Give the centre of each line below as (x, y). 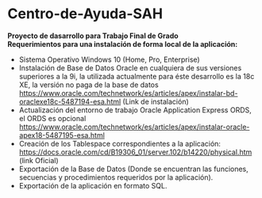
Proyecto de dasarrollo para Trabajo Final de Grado (93, 36)
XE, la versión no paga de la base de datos (89, 85)
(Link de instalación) (156, 101)
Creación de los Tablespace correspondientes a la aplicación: (120, 143)
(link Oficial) (39, 160)
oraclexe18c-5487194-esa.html (70, 101)
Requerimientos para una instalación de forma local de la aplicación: (123, 44)
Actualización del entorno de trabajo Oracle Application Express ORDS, (135, 110)
